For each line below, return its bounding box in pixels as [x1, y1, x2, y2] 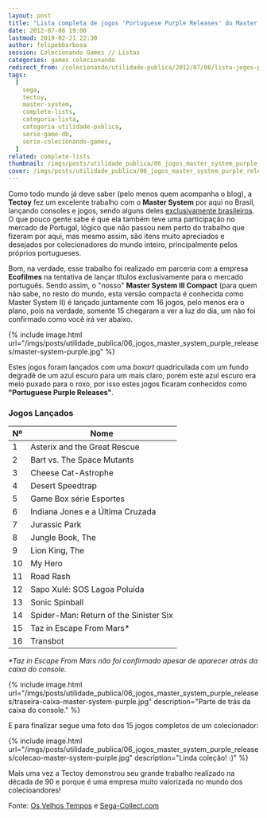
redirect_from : [8, 64, 59, 72]
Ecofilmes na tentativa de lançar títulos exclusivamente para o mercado [8, 272, 244, 281]
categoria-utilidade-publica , [22, 123, 123, 131]
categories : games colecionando [8, 57, 115, 65]
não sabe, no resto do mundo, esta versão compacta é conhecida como [8, 289, 244, 299]
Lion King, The [30, 545, 85, 556]
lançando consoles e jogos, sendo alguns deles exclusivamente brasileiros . [8, 206, 255, 215]
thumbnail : [8, 160, 44, 168]
